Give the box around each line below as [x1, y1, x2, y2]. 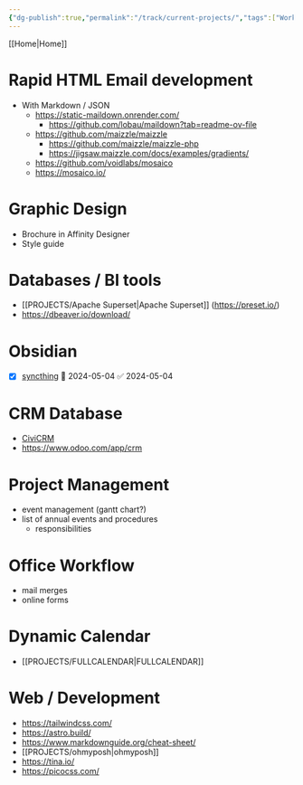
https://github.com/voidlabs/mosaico [34, 157, 174, 168]
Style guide [21, 238, 65, 249]
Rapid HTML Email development [8, 70, 253, 90]
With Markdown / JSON [21, 99, 110, 110]
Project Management [8, 474, 169, 495]
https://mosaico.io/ [34, 166, 106, 177]
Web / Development [8, 688, 160, 708]
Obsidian [8, 341, 78, 362]
